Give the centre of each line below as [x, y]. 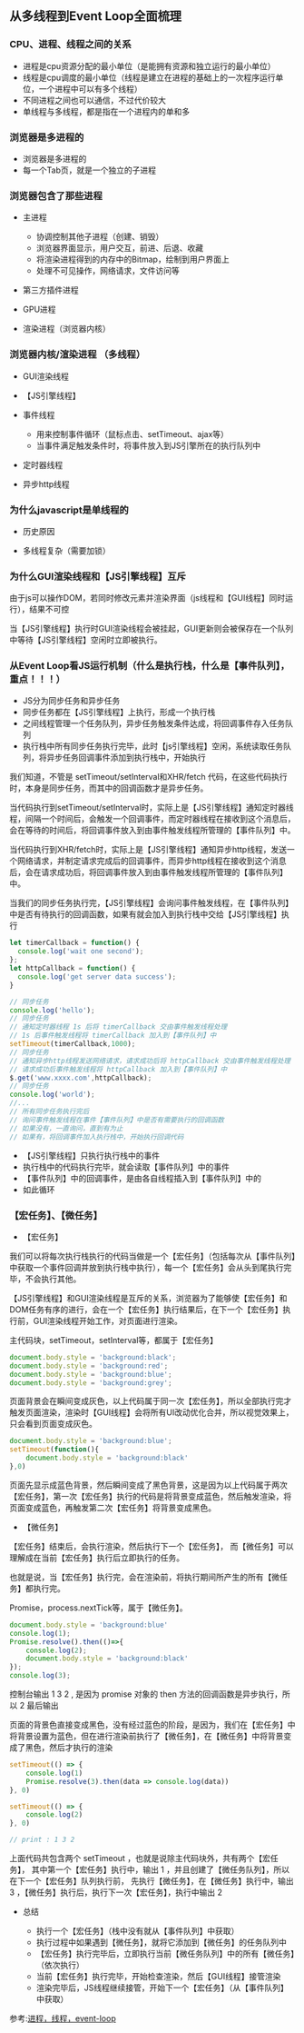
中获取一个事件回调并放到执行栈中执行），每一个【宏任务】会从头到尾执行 [147, 1267]
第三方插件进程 [50, 290]
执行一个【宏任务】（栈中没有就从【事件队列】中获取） [137, 1931]
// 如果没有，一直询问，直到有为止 [66, 1128]
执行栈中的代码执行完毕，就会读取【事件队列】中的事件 [126, 1167]
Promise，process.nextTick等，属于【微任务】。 [98, 1608]
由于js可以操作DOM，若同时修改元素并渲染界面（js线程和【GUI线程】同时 [147, 598]
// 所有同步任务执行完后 [49, 1111]
